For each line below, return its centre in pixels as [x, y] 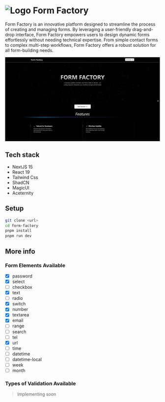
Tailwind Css [25, 177]
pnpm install [18, 231]
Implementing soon [37, 394]
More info [20, 251]
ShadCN [21, 183]
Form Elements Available [35, 265]
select [18, 281]
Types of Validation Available [41, 383]
